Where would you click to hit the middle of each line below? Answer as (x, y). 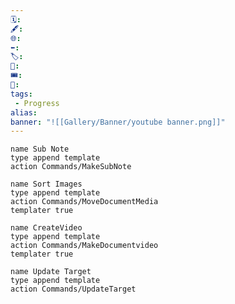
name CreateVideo (46, 228)
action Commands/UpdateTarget (73, 289)
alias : (24, 112)
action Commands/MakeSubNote (71, 167)
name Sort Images (46, 184)
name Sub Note (40, 149)
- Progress (37, 103)
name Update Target (51, 272)
